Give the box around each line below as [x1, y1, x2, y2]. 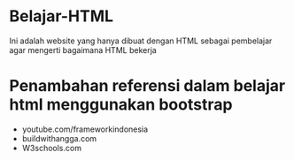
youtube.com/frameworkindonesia [21, 124, 149, 134]
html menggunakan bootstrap [9, 95, 233, 115]
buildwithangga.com [21, 133, 97, 143]
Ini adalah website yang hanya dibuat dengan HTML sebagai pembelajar [9, 35, 273, 46]
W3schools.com [21, 142, 82, 153]
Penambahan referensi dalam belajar [9, 76, 286, 96]
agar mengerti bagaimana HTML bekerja [9, 44, 157, 55]
